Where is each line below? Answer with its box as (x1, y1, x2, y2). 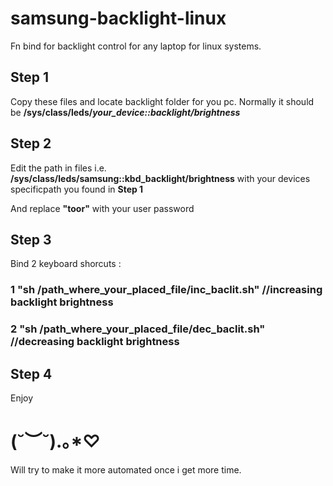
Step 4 (10, 365, 53, 382)
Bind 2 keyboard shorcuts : (10, 258, 122, 270)
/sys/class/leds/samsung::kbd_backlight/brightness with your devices (10, 172, 311, 184)
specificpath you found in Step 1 (10, 183, 144, 195)
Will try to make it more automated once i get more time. (10, 463, 242, 476)
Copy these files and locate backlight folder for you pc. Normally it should (10, 95, 315, 107)
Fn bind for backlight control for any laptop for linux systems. (10, 40, 262, 52)
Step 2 (10, 135, 52, 152)
